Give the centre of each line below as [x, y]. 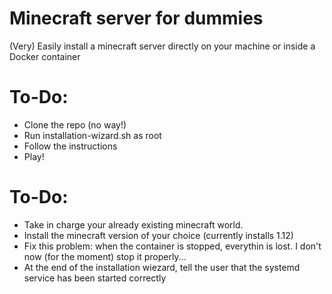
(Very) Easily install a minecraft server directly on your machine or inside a [162, 46]
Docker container [45, 56]
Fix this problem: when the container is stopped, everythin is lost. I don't [172, 246]
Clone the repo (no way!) [75, 124]
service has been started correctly [95, 278]
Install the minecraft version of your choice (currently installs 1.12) [158, 235]
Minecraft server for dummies [136, 18]
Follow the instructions [70, 146]
